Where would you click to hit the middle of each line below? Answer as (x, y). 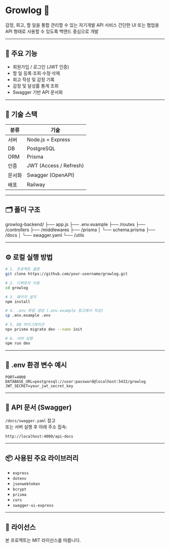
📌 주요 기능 (22, 53)
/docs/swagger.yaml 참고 (30, 421)
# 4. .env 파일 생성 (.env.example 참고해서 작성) (54, 311)
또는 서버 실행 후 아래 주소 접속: (36, 427)
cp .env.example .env (28, 316)
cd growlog (17, 288)
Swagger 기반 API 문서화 (38, 92)
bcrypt (19, 489)
